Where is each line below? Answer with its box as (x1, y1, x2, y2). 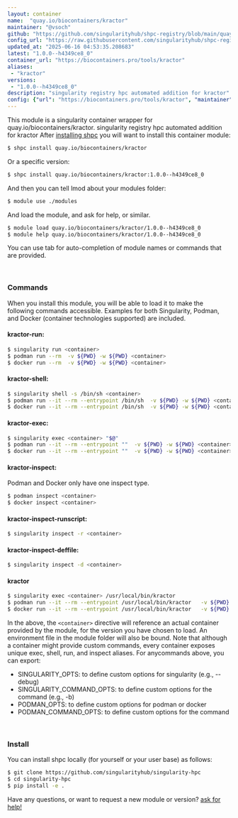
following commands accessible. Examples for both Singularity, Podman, (7, 306, 220, 315)
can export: (7, 656, 41, 665)
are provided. (7, 251, 47, 260)
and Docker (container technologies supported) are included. (7, 314, 186, 322)
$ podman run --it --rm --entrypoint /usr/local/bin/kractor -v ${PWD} (7, 599, 230, 606)
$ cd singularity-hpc (7, 775, 72, 783)
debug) (17, 677, 40, 686)
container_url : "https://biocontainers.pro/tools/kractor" (7, 57, 186, 64)
